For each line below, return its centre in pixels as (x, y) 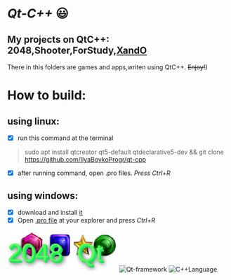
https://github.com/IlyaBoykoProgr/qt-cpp (85, 160)
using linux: (33, 121)
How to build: (47, 96)
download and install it (50, 212)
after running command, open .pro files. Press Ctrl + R (94, 173)
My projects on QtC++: (59, 40)
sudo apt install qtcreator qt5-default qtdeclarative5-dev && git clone (124, 152)
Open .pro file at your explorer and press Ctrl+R (86, 220)
